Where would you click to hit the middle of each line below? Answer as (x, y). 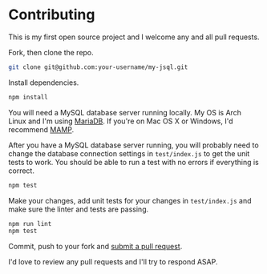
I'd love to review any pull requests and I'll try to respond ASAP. (113, 262)
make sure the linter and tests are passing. (79, 209)
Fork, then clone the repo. (51, 52)
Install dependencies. (44, 83)
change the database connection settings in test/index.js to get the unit (129, 153)
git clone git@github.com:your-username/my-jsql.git (98, 67)
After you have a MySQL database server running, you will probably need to (133, 145)
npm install (28, 97)
